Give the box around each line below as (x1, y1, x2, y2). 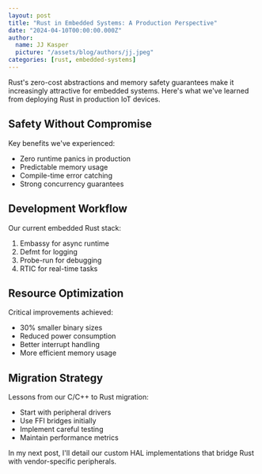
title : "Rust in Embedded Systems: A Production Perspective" (8, 19, 218, 27)
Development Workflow (8, 202, 128, 216)
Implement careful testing (19, 425, 104, 434)
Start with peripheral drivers (19, 407, 112, 417)
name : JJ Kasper (15, 41, 69, 49)
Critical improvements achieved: (8, 308, 113, 317)
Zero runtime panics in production (19, 154, 131, 163)
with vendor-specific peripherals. (8, 457, 117, 466)
